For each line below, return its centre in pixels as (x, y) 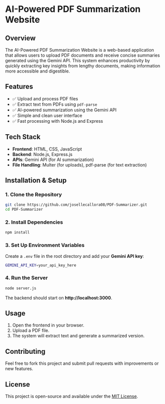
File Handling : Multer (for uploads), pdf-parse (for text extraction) (80, 164)
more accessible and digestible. (38, 71)
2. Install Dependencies (34, 222)
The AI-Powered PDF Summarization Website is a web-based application (80, 50)
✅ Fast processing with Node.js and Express (57, 121)
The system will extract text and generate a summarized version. (78, 336)
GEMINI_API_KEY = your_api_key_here (41, 265)
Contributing (25, 351)
